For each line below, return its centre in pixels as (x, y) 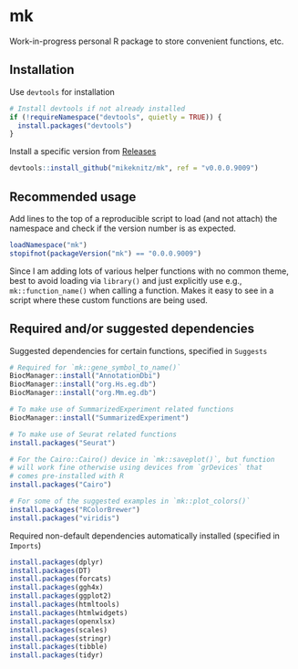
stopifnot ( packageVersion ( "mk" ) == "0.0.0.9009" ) (106, 253)
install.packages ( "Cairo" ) (61, 485)
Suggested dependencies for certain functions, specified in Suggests (139, 350)
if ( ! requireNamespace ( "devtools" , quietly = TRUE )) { (116, 117)
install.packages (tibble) (58, 647)
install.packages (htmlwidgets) (69, 612)
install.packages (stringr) (61, 638)
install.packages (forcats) (61, 579)
